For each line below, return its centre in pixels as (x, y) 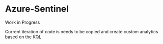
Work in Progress (23, 22)
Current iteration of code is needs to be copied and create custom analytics (81, 31)
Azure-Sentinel (37, 9)
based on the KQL (23, 37)
